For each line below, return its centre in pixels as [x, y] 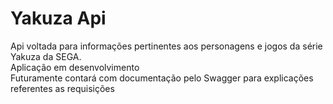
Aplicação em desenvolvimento [75, 67]
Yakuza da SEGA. [46, 56]
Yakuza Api [58, 18]
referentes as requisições [62, 88]
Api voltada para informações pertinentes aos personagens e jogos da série [166, 46]
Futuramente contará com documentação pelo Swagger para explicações [162, 78]
